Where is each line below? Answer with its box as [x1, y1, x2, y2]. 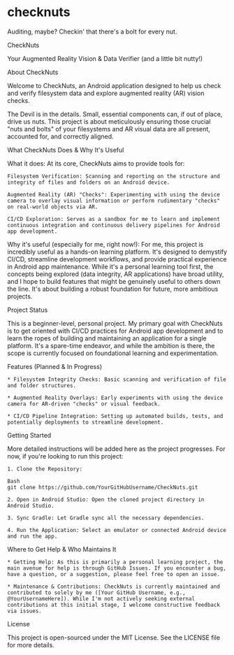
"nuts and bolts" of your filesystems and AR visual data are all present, [7, 124, 211, 133]
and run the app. [7, 533, 58, 540]
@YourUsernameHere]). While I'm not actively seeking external [7, 595, 196, 602]
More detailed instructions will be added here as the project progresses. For [7, 445, 226, 453]
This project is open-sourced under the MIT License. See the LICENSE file [7, 633, 221, 642]
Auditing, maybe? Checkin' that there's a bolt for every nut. [7, 27, 177, 36]
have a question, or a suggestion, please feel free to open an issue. [7, 570, 220, 577]
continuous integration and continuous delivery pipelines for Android [7, 222, 220, 229]
